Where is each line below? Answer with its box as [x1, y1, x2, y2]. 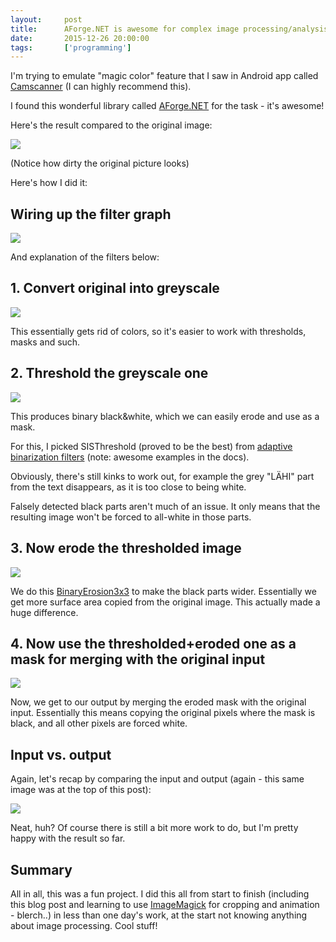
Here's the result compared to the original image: [10, 119, 213, 131]
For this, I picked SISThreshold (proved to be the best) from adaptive [10, 440, 293, 452]
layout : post [10, 14, 83, 25]
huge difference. [10, 606, 79, 618]
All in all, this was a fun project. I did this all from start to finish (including [10, 887, 310, 900]
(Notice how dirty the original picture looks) [10, 157, 190, 170]
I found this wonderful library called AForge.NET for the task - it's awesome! [10, 100, 325, 112]
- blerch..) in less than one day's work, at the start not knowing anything [10, 909, 308, 921]
